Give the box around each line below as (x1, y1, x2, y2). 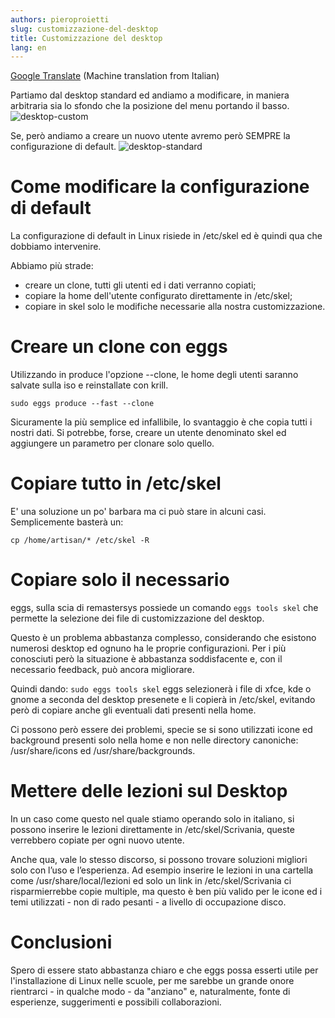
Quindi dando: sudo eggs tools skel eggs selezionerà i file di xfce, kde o (10, 683, 312, 695)
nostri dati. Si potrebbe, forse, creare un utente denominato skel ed (10, 427, 287, 439)
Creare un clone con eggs (10, 336, 228, 358)
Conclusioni (10, 931, 113, 954)
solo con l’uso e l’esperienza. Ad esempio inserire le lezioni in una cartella (10, 864, 314, 876)
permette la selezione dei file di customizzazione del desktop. (10, 612, 265, 624)
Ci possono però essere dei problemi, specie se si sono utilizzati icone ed (10, 724, 313, 735)
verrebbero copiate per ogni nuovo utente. (10, 834, 185, 846)
